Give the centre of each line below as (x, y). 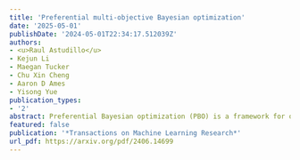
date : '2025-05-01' (46, 26)
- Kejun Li (29, 59)
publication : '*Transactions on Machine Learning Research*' (125, 133)
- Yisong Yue (33, 92)
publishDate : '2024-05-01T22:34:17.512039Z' (93, 34)
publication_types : (46, 100)
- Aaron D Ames (37, 84)
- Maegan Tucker (39, 68)
